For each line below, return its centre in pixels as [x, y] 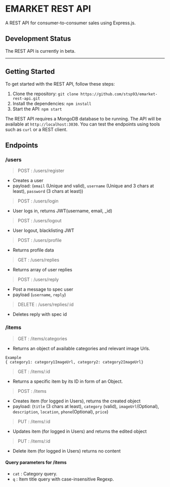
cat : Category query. [35, 473]
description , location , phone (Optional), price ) [60, 412]
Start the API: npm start [37, 109]
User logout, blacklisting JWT [43, 230]
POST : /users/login [38, 201]
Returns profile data [33, 250]
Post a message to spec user [43, 290]
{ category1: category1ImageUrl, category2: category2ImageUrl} [74, 362]
